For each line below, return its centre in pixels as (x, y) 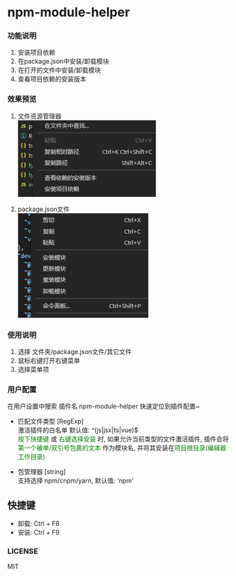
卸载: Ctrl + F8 (39, 524)
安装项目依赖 (36, 52)
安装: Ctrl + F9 (39, 533)
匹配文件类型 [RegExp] (51, 422)
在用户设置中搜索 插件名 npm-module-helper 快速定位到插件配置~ (103, 406)
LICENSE (23, 551)
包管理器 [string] (41, 472)
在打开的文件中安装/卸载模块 (59, 70)
